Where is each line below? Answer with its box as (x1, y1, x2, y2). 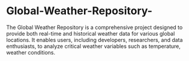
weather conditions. (6, 49, 56, 56)
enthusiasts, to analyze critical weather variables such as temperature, (6, 43, 181, 50)
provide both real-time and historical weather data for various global (6, 30, 175, 37)
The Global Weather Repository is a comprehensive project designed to (6, 24, 183, 31)
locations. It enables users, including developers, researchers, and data (6, 36, 183, 43)
